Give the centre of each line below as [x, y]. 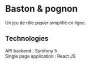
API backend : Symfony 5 [31, 50]
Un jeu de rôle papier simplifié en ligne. [45, 23]
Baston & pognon [41, 9]
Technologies [27, 39]
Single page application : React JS [40, 56]
